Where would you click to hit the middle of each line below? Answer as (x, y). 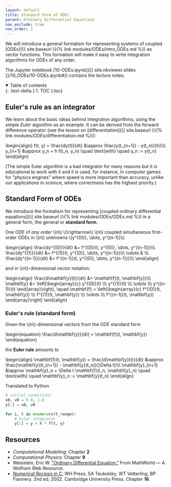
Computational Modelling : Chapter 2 (51, 452)
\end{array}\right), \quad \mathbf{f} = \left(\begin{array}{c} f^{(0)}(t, (89, 289)
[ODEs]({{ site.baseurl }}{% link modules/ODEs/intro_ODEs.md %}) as (79, 49)
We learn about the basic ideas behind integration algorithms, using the (80, 119)
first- (157, 232)
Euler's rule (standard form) (40, 313)
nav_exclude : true (25, 24)
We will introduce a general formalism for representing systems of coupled (84, 44)
